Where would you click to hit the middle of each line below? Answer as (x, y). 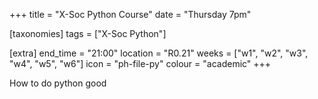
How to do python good (58, 83)
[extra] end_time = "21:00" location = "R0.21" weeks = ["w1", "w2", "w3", (159, 53)
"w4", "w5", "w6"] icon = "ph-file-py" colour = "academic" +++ (140, 63)
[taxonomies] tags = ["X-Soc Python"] (88, 33)
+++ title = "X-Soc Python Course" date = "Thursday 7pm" (130, 14)
